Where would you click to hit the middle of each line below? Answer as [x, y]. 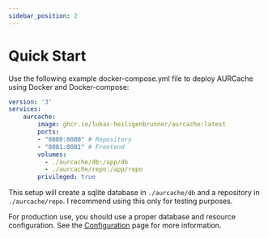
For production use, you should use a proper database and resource [122, 217]
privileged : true [66, 177]
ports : [49, 132]
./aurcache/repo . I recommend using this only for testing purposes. [121, 201]
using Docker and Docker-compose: [69, 87]
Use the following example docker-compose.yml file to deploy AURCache [131, 79]
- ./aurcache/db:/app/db [86, 162]
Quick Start [47, 55]
